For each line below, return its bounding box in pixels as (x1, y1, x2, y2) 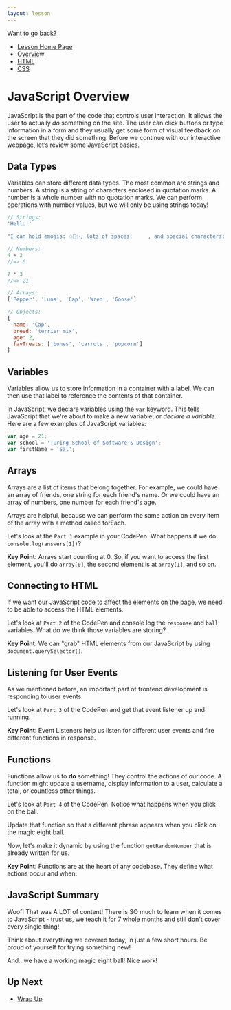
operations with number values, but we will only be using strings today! (7, 201, 209, 209)
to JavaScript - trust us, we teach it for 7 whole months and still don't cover (7, 915, 221, 923)
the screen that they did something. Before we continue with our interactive (7, 133, 221, 141)
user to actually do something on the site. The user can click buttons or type (7, 119, 223, 127)
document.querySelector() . (7, 647, 83, 655)
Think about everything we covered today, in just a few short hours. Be (7, 936, 208, 944)
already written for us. (7, 849, 70, 857)
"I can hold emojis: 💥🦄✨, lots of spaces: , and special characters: (7, 233, 225, 240)
